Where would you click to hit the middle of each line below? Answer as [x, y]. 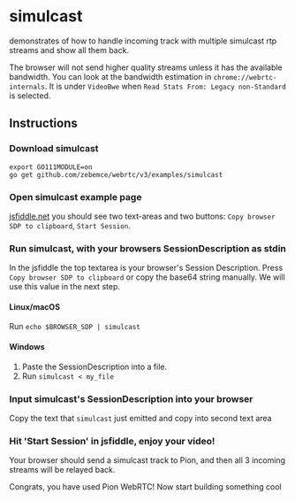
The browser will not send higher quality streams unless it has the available [146, 67]
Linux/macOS [34, 306]
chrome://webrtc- [245, 77]
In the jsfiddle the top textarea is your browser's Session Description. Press [146, 268]
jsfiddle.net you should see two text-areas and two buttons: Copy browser [142, 216]
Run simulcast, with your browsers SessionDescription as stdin [148, 248]
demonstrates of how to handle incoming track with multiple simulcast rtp [143, 41]
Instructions [43, 123]
